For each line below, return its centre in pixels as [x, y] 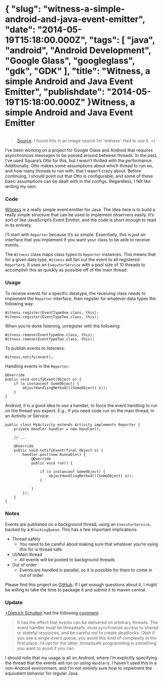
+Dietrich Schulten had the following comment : [52, 613]
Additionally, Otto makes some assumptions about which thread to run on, [79, 165]
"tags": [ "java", [122, 40]
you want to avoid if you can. [46, 648]
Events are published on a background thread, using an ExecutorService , [78, 524]
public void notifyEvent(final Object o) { [59, 450]
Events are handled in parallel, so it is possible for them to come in [86, 570]
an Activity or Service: [27, 416]
